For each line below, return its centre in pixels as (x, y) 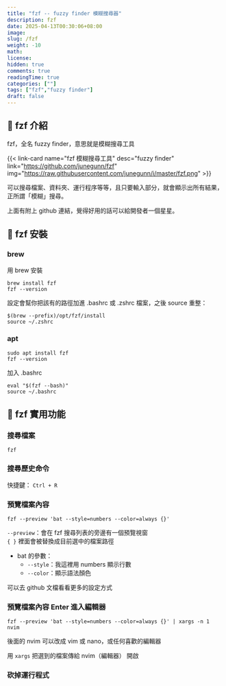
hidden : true (26, 64)
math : (15, 52)
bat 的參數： (35, 556)
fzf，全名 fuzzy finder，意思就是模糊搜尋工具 (71, 143)
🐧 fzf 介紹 (27, 126)
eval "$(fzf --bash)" (38, 386)
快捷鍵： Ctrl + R (33, 485)
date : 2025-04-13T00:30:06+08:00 (55, 26)
